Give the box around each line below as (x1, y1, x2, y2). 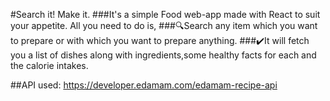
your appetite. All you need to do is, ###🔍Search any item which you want (10, 20, 318, 31)
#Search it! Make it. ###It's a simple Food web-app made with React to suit (10, 9, 321, 20)
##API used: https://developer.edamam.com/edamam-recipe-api (10, 79, 278, 91)
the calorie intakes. (10, 60, 89, 71)
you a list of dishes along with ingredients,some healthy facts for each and (10, 49, 317, 61)
